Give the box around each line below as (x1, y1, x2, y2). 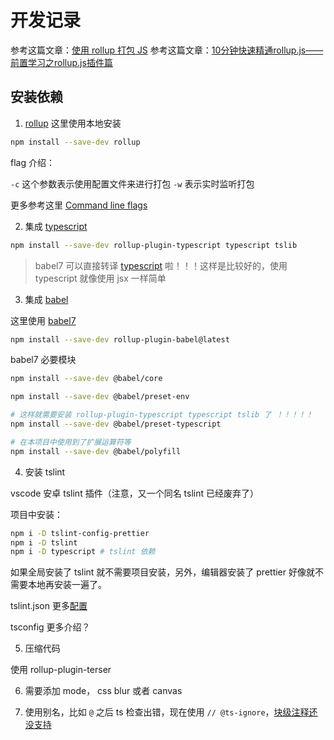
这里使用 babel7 (10, 314, 77, 326)
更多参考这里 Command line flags (10, 199, 148, 211)
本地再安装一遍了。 (27, 579, 107, 591)
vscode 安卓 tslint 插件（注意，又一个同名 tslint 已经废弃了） (10, 487, 260, 499)
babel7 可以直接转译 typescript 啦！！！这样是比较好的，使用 (34, 259, 288, 271)
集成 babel (24, 293, 69, 305)
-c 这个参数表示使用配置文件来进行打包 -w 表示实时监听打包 (10, 177, 255, 190)
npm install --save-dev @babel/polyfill (10, 446, 182, 456)
